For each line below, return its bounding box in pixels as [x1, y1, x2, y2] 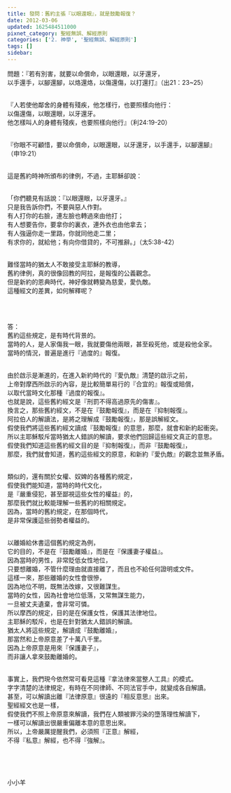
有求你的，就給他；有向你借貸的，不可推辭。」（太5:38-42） [7, 238, 178, 246]
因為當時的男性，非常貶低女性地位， [7, 555, 112, 564]
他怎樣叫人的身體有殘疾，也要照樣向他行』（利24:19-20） [7, 118, 171, 126]
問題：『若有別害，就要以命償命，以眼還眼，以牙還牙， [7, 69, 164, 78]
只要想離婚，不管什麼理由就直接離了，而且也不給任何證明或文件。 [7, 564, 197, 573]
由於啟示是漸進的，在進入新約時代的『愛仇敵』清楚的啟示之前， [7, 371, 191, 379]
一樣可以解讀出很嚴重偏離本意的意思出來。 [7, 718, 130, 726]
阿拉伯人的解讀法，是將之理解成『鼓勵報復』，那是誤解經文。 [7, 414, 182, 423]
